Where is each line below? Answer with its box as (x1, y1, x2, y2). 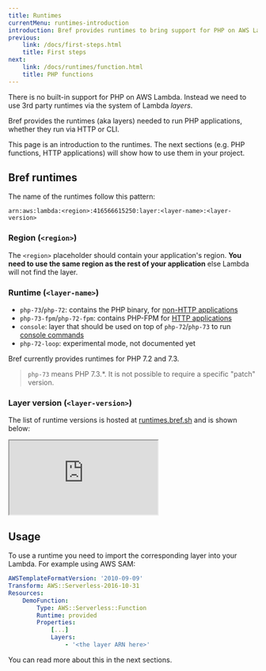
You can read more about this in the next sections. (8, 654, 173, 665)
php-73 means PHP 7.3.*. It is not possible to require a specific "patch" (27, 370, 256, 379)
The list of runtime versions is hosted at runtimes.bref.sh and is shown (8, 415, 237, 425)
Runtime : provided (36, 611, 97, 620)
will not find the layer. (8, 267, 78, 277)
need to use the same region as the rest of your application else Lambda (8, 259, 249, 268)
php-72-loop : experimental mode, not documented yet (19, 339, 196, 348)
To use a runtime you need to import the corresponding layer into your (8, 551, 237, 560)
